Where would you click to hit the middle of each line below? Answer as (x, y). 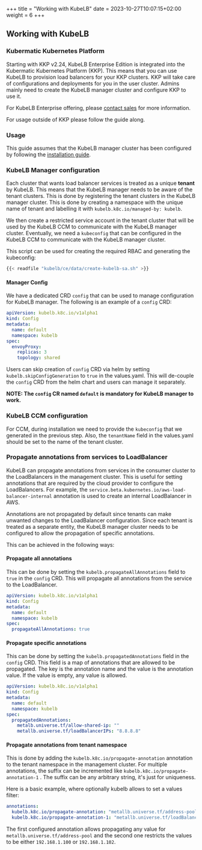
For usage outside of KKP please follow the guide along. (76, 119)
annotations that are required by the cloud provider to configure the (90, 483)
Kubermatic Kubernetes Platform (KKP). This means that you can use (92, 70)
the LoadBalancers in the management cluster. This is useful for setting (94, 476)
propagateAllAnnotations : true (51, 629)
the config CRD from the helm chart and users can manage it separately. (96, 382)
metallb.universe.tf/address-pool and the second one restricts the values (99, 836)
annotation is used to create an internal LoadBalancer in (122, 496)
